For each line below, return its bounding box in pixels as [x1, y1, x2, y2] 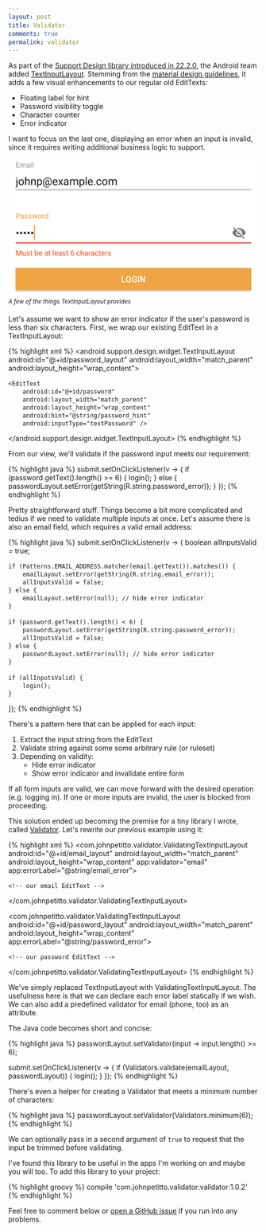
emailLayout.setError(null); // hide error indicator [22, 594, 204, 603]
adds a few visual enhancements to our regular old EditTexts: [8, 78, 208, 88]
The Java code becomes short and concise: [8, 1023, 152, 1033]
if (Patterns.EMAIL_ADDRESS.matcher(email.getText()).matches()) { [8, 562, 237, 571]
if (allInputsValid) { [8, 674, 83, 682]
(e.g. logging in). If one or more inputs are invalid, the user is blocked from [8, 792, 252, 802]
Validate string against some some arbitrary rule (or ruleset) [19, 743, 216, 753]
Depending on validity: [19, 752, 94, 761]
